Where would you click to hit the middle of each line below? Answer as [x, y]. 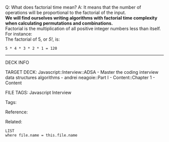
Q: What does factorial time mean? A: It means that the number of [73, 7]
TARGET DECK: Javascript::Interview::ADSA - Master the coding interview [82, 72]
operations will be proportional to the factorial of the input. [66, 13]
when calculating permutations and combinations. [59, 23]
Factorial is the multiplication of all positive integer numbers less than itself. [83, 29]
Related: [14, 122]
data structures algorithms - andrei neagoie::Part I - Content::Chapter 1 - [80, 78]
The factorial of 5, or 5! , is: [33, 39]
